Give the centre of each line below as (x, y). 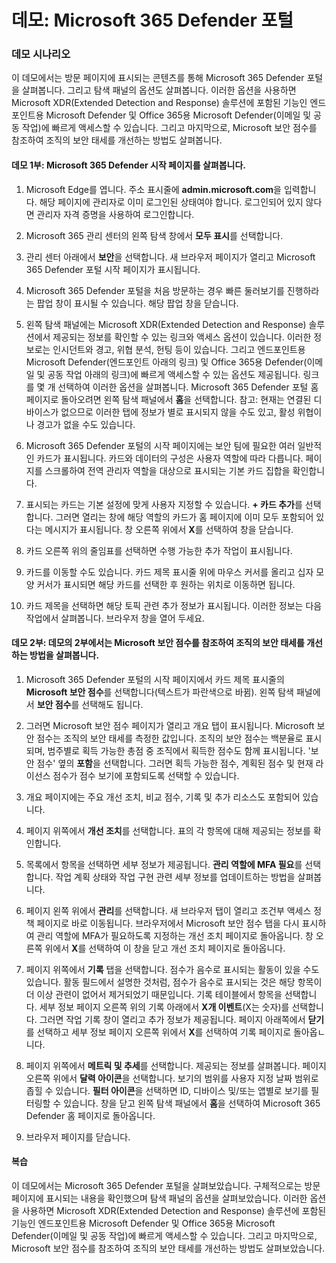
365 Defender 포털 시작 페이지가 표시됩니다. (113, 269)
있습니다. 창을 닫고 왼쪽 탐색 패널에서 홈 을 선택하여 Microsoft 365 (192, 1103)
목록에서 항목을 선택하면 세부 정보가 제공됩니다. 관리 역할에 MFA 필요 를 (164, 864)
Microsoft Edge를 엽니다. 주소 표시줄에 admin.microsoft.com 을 (153, 189)
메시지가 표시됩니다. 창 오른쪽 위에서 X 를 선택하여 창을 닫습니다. (169, 529)
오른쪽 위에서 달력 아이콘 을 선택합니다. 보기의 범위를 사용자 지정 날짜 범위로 (172, 1078)
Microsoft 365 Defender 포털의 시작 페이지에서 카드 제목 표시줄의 (155, 679)
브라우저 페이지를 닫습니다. (78, 1137)
